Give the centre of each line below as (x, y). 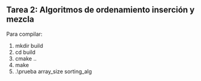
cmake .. (26, 58)
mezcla (20, 20)
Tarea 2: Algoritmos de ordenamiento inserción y (100, 10)
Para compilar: (25, 34)
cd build (25, 52)
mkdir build (29, 45)
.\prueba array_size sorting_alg (53, 71)
